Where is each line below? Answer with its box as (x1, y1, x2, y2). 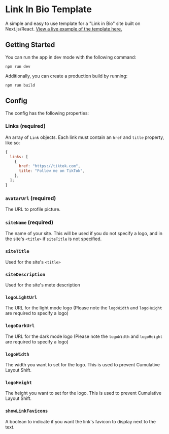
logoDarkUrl (5, 323, 35, 329)
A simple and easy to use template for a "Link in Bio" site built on (5, 20, 141, 26)
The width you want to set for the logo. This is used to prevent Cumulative (5, 361, 160, 367)
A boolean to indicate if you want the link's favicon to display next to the (5, 418, 156, 424)
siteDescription (5, 271, 46, 277)
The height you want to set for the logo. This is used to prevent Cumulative (5, 390, 161, 396)
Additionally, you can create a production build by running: (5, 73, 128, 79)
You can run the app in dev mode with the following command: (5, 54, 137, 60)
